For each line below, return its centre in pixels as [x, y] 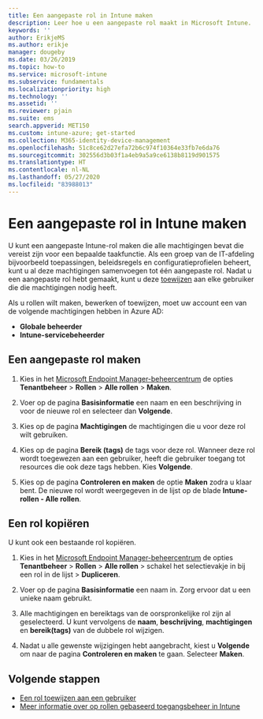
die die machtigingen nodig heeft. [63, 287]
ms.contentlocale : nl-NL [49, 170]
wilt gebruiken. [44, 435]
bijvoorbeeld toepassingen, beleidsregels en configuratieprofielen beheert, [130, 262]
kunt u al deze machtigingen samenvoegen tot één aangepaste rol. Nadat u [130, 270]
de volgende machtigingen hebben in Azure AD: [86, 311]
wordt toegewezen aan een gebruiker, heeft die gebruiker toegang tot [132, 458]
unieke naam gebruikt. [56, 598]
